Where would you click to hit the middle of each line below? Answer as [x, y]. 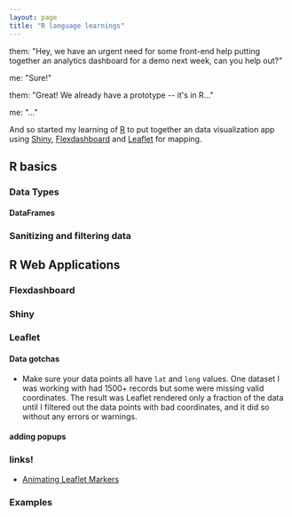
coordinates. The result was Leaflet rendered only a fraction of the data [153, 397]
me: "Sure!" [30, 77]
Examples [31, 502]
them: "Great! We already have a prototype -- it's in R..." [112, 95]
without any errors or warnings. [79, 416]
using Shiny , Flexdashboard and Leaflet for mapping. [106, 139]
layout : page [33, 17]
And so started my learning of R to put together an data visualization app [142, 129]
